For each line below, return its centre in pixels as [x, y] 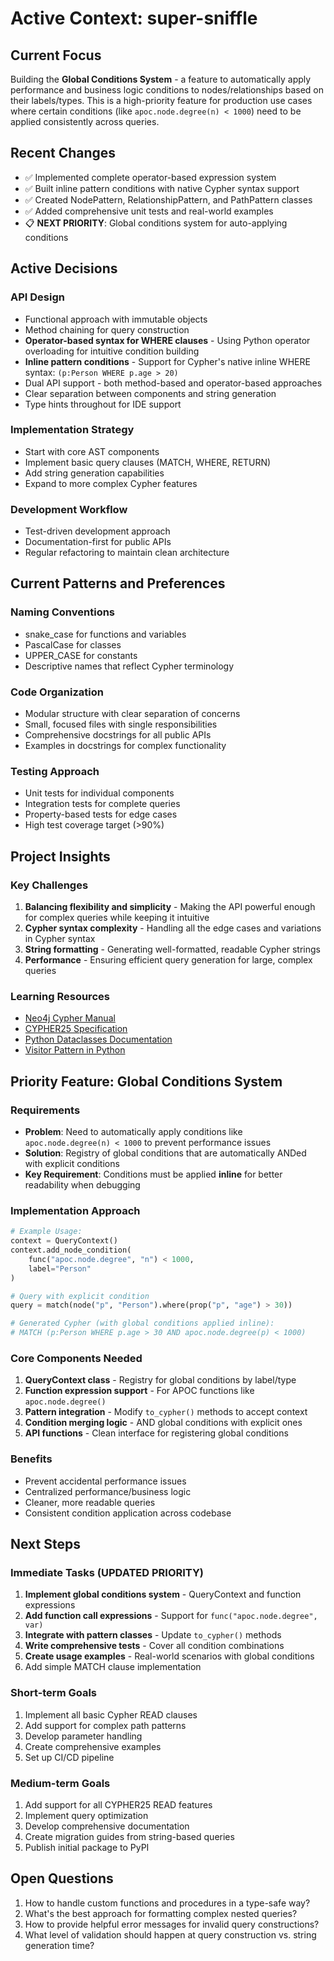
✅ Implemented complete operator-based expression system [150, 177]
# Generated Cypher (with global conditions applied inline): [142, 1323]
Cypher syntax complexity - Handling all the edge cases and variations [173, 928]
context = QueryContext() [64, 1241]
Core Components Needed [76, 1359]
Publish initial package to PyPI [87, 1847]
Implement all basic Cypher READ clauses [111, 1714]
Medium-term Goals [60, 1783]
